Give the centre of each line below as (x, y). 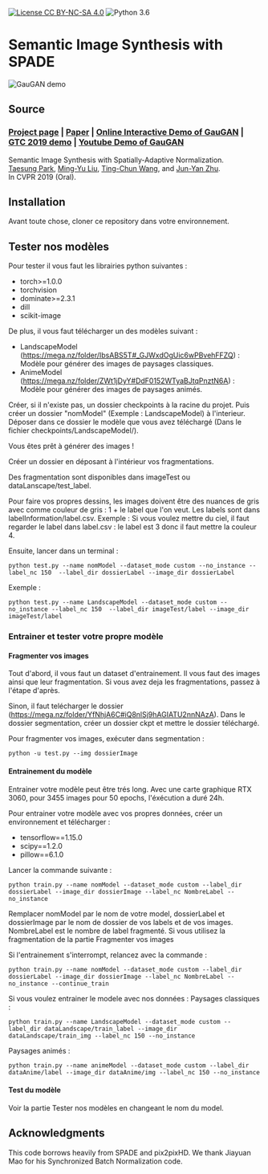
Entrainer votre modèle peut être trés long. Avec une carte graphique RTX (130, 789)
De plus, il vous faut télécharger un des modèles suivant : (103, 331)
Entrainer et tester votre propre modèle (86, 637)
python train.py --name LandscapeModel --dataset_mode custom (114, 1021)
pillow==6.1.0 (42, 854)
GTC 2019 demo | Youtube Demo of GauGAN (96, 142)
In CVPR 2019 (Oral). (42, 177)
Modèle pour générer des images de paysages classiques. (117, 364)
